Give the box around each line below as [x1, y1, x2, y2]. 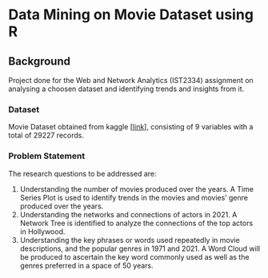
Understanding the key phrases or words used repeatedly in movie [19, 235, 240, 244]
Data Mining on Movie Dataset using [8, 6, 254, 24]
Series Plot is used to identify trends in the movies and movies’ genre [19, 193, 248, 202]
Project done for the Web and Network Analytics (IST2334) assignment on [8, 76, 254, 85]
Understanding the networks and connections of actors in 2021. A [19, 209, 238, 219]
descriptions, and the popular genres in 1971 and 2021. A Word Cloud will [19, 244, 261, 253]
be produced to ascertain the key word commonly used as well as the [19, 252, 250, 261]
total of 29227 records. [8, 130, 84, 141]
